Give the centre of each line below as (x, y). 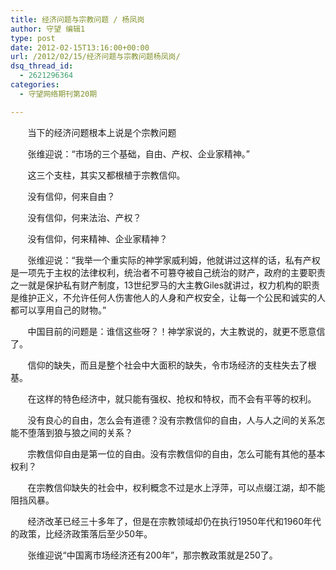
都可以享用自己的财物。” (58, 310)
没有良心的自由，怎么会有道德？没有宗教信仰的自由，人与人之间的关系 (172, 420)
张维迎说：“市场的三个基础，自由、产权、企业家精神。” (138, 153)
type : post (33, 38)
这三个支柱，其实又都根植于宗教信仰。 (106, 175)
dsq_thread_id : (42, 66)
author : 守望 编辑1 (48, 29)
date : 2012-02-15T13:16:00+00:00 (80, 47)
